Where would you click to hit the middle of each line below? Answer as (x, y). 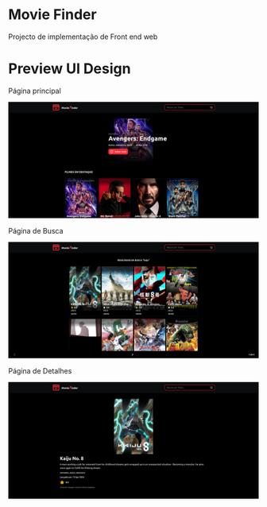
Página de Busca (36, 231)
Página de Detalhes (40, 371)
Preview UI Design (70, 69)
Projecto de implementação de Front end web (83, 37)
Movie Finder (52, 15)
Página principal (35, 91)
